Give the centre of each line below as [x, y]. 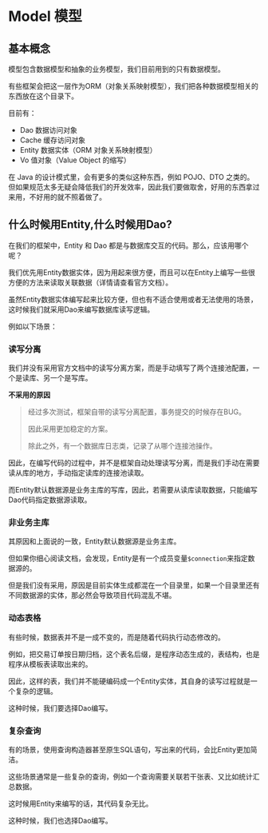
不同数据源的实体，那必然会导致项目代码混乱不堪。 [92, 596]
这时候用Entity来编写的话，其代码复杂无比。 [81, 803]
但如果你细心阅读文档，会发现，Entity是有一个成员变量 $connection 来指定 [128, 558]
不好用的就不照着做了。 [67, 197]
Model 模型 [45, 16]
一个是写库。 [71, 378]
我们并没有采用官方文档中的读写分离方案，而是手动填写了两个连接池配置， [130, 368]
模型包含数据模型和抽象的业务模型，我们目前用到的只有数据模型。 [116, 69]
